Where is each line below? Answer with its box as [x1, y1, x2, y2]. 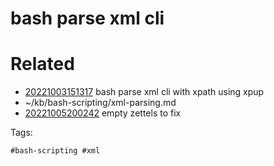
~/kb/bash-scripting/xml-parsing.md [24, 97, 177, 109]
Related [10, 53, 75, 76]
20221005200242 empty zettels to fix [24, 107, 182, 119]
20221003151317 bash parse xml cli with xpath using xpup [24, 86, 265, 98]
